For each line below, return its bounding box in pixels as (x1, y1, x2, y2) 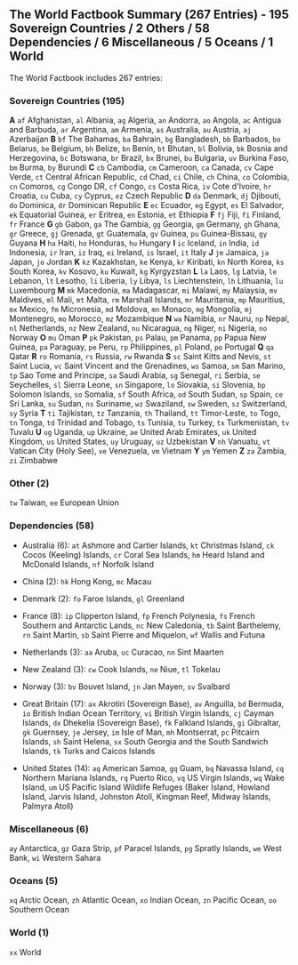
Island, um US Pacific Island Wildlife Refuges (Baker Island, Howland (21, 782, 270, 792)
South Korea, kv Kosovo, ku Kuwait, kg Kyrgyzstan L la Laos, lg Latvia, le (9, 266, 278, 277)
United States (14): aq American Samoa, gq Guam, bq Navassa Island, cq (21, 762, 285, 773)
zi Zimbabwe (9, 455, 58, 466)
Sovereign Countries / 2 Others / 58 (9, 21, 211, 36)
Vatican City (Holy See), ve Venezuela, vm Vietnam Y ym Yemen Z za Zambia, (9, 446, 287, 456)
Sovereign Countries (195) (9, 94, 125, 107)
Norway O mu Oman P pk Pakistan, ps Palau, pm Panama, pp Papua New (9, 333, 267, 343)
